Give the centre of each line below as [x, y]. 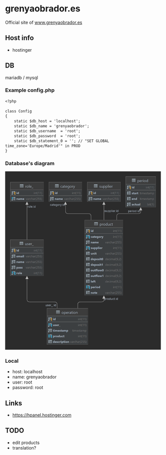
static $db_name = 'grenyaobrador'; [52, 126]
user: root [22, 382]
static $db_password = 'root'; [47, 136]
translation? [24, 448]
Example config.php [30, 90]
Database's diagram [30, 163]
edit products [26, 443]
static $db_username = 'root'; [47, 131]
